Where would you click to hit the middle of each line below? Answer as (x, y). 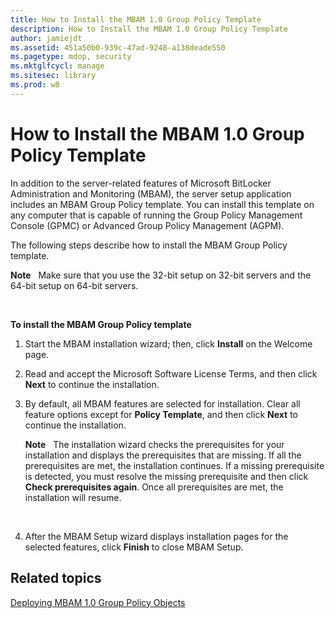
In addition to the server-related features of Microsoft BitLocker (141, 183)
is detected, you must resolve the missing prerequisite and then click (166, 476)
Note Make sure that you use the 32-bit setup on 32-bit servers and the (161, 275)
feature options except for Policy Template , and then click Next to (161, 414)
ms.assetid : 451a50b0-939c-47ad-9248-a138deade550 (118, 47)
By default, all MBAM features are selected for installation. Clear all (162, 403)
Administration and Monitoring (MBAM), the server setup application (151, 193)
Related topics (56, 578)
